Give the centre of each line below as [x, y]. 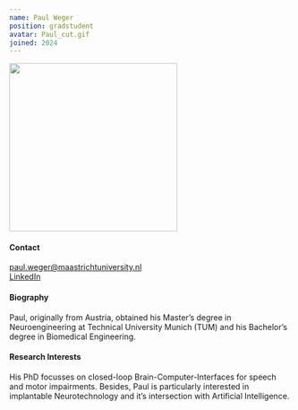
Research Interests [45, 357]
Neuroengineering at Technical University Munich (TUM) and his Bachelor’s [149, 327]
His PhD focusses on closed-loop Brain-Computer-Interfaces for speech [143, 377]
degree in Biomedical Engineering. [72, 336]
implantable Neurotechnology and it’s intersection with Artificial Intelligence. [149, 396]
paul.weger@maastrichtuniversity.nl [76, 267]
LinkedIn [25, 277]
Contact [25, 247]
